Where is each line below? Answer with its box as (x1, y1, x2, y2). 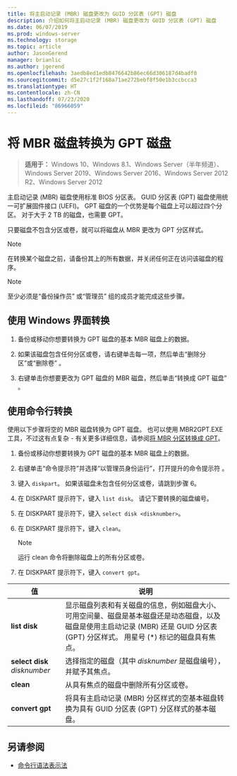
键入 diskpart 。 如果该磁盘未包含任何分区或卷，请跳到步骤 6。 (17, 479, 201, 488)
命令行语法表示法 (17, 761, 68, 770)
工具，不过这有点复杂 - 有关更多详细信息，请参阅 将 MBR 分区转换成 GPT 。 (7, 434, 224, 443)
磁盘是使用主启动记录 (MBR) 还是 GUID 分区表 (65, 622, 217, 632)
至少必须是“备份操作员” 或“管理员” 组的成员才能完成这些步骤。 (7, 292, 189, 300)
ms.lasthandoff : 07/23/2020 (7, 96, 90, 103)
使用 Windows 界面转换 (7, 314, 110, 326)
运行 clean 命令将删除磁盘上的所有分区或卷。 (17, 553, 149, 561)
